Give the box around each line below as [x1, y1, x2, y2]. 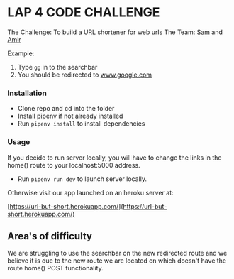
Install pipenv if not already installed [17, 111, 123, 121]
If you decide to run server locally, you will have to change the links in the [7, 153, 222, 162]
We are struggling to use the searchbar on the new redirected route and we [7, 249, 228, 258]
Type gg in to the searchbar [17, 62, 98, 71]
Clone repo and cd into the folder [17, 104, 115, 113]
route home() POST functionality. [7, 264, 104, 273]
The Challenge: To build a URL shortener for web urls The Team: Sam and [7, 28, 223, 36]
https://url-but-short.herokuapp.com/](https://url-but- [9, 202, 167, 210]
